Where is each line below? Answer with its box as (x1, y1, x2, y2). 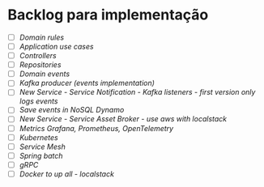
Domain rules (19, 32, 65, 42)
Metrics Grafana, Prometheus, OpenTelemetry (19, 123, 174, 133)
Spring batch (19, 151, 63, 160)
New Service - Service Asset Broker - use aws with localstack (19, 114, 228, 124)
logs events (19, 96, 58, 106)
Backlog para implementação (7, 6, 209, 24)
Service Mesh (19, 142, 66, 151)
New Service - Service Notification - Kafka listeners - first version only (19, 87, 256, 97)
